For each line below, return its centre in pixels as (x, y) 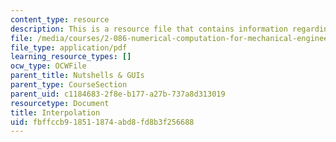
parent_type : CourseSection (69, 85)
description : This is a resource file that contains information (149, 29)
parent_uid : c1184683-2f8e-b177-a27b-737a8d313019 (118, 94)
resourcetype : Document (60, 103)
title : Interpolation (55, 112)
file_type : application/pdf (69, 47)
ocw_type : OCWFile (48, 66)
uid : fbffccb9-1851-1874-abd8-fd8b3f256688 (102, 122)
